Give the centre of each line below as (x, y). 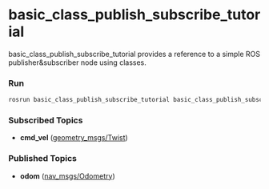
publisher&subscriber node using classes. (77, 62)
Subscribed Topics (46, 120)
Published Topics (43, 159)
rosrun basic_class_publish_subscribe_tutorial (89, 100)
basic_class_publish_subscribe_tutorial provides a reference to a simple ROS (134, 54)
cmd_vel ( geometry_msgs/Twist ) (74, 138)
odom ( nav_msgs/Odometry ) (67, 176)
